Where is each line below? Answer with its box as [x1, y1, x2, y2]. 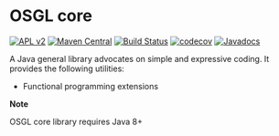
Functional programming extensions [22, 80, 158, 91]
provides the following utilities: [9, 63, 125, 74]
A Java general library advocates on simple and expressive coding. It [9, 53, 270, 64]
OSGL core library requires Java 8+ [9, 116, 144, 127]
